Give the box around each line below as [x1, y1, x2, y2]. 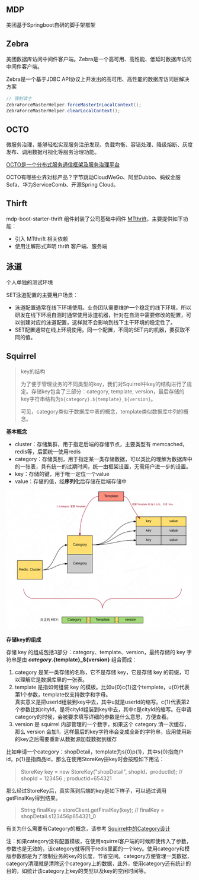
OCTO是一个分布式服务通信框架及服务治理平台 [6, 161, 120, 168]
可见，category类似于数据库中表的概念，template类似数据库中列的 [20, 408, 184, 415]
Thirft [6, 198, 28, 209]
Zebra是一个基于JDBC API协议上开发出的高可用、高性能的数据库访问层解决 [6, 75, 190, 83]
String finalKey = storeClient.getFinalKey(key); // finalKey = [20, 806, 165, 813]
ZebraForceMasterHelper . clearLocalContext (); [6, 108, 120, 114]
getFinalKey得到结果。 [6, 794, 61, 802]
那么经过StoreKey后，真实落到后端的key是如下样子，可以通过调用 [6, 787, 167, 794]
